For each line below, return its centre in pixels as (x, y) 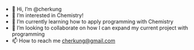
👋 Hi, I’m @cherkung (37, 9)
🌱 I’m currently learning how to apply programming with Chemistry (93, 21)
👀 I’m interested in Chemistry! (47, 15)
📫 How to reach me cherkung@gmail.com (63, 41)
